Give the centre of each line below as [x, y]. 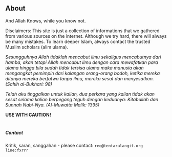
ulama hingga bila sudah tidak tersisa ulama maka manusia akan [75, 68]
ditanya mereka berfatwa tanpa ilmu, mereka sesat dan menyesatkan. [80, 78]
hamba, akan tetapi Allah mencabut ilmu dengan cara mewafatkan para [82, 62]
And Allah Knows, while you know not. [46, 20]
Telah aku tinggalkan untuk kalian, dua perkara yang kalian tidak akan [80, 94]
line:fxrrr [17, 150]
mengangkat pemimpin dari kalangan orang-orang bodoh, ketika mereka [83, 73]
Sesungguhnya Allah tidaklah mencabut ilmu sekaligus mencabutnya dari [83, 57]
